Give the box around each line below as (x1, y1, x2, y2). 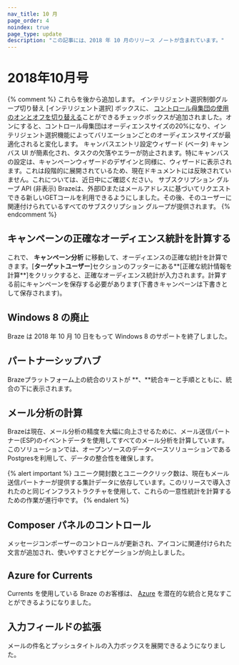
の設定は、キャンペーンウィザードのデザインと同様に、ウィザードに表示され (7, 158, 232, 166)
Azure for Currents (7, 569, 93, 581)
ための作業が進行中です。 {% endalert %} (7, 496, 130, 504)
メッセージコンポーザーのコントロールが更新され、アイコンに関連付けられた (7, 539, 232, 548)
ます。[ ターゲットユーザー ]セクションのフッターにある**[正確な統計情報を (13, 261, 233, 270)
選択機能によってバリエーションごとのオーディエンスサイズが (44, 131, 225, 139)
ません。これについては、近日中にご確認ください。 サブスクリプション (7, 176, 215, 184)
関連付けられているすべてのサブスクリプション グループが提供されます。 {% (7, 202, 230, 211)
